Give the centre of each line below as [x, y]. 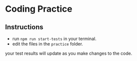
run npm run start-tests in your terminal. [54, 39]
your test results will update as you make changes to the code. [68, 53]
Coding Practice [39, 9]
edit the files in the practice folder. [48, 44]
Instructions [24, 27]
